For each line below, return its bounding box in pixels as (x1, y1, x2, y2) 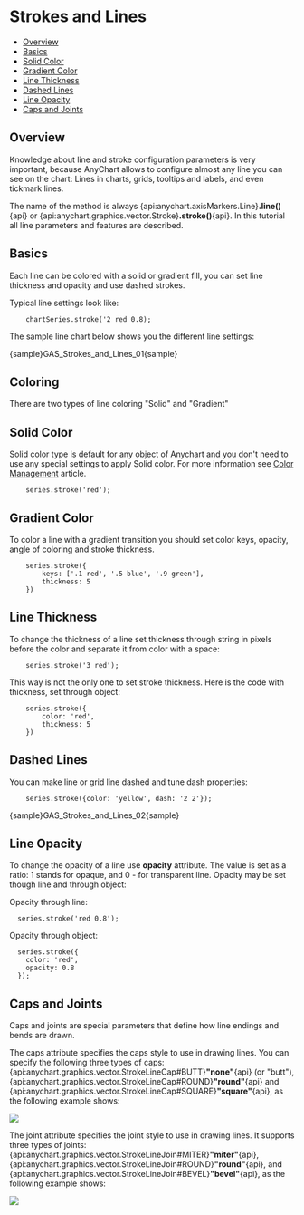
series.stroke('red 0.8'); (17, 914, 119, 923)
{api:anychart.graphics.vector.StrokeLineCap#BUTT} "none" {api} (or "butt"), (9, 1066, 295, 1077)
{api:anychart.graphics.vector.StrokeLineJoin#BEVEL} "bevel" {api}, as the (9, 1169, 286, 1180)
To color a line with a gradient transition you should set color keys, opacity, (9, 535, 289, 545)
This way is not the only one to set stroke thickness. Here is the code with (9, 677, 285, 688)
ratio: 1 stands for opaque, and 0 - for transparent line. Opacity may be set (9, 870, 287, 881)
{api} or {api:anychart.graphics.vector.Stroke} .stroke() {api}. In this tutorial (9, 210, 285, 221)
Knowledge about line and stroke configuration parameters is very (9, 154, 256, 165)
